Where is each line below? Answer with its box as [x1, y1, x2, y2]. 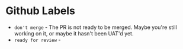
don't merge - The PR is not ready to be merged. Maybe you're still [14, 24, 177, 31]
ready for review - [14, 36, 61, 43]
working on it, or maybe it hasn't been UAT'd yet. [14, 30, 134, 37]
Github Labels [5, 4, 75, 18]
